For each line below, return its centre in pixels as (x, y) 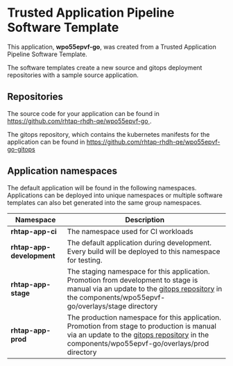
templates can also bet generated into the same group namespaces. (105, 202)
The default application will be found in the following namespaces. (102, 188)
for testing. (85, 260)
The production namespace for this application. (144, 317)
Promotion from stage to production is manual (142, 326)
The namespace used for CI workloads (130, 231)
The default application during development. (139, 242)
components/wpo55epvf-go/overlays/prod (138, 343)
